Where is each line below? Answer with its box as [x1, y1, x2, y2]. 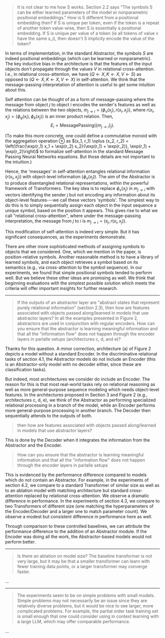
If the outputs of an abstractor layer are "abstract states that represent [17, 299, 160, 305]
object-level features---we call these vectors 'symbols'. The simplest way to [5, 197, 160, 203]
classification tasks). [5, 366, 47, 372]
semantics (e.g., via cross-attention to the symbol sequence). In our [5, 264, 142, 270]
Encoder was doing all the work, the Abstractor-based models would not [5, 534, 152, 540]
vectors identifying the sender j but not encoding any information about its [5, 191, 156, 197]
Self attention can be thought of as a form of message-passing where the [5, 96, 154, 102]
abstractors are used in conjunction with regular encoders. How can [17, 320, 155, 326]
